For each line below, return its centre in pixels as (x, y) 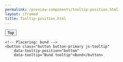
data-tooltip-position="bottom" (46, 51)
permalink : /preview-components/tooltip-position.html (62, 9)
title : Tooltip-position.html (36, 18)
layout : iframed (21, 14)
